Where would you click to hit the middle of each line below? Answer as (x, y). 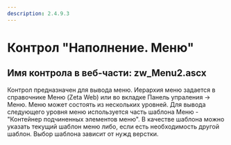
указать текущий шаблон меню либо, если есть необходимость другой (113, 126)
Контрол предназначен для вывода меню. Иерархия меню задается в (111, 90)
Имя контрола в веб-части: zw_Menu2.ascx (107, 73)
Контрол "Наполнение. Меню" (101, 47)
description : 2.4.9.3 (38, 13)
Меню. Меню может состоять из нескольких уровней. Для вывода (106, 104)
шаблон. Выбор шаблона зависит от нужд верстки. (83, 134)
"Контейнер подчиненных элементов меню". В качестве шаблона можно (116, 119)
